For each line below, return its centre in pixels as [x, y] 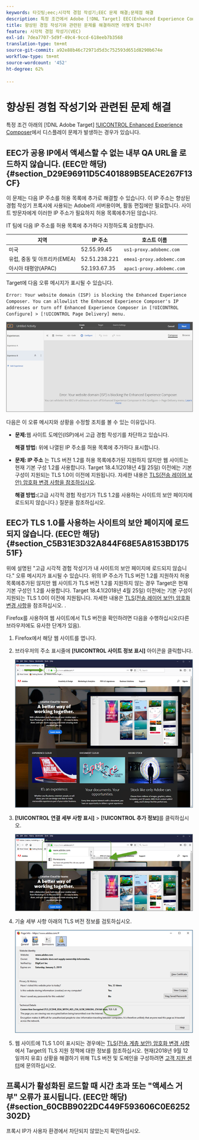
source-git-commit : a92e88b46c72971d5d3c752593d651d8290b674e [84, 51]
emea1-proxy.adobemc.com [155, 259]
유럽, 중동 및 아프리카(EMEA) [42, 259]
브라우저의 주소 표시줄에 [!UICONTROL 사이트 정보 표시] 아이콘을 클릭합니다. [104, 651]
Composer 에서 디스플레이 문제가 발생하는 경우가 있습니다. [73, 132]
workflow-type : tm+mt [33, 56]
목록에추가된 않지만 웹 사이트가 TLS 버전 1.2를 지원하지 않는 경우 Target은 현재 [97, 583]
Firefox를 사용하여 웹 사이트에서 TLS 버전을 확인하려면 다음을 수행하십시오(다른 [98, 618]
